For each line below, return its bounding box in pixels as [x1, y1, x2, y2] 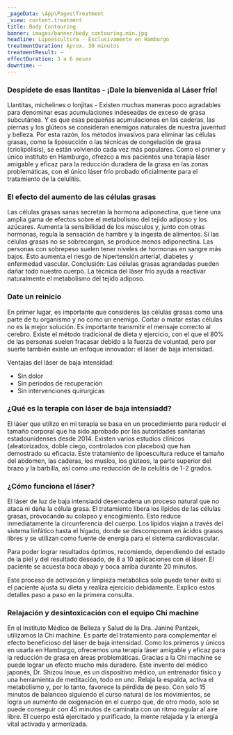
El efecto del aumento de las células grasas [7, 192, 156, 202]
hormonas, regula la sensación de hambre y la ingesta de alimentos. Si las [7, 230, 220, 239]
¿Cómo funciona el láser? [7, 481, 95, 491]
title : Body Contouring [7, 23, 77, 30]
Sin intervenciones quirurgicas [17, 386, 105, 395]
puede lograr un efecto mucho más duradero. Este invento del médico [7, 661, 208, 669]
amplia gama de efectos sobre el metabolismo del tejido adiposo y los [7, 215, 207, 223]
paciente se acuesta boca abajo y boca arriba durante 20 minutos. [7, 562, 198, 571]
